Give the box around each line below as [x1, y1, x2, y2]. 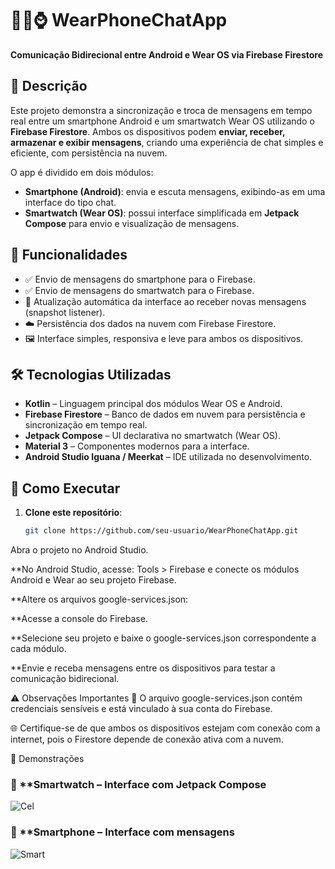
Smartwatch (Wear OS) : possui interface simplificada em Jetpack [24, 207, 300, 219]
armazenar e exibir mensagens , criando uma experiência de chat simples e [10, 136, 324, 148]
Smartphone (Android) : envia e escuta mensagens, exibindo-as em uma [24, 185, 326, 197]
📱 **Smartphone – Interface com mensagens [10, 825, 235, 839]
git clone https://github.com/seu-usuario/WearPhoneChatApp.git [24, 526, 299, 536]
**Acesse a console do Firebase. [10, 613, 148, 625]
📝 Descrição [10, 78, 88, 95]
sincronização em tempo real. [24, 419, 148, 431]
